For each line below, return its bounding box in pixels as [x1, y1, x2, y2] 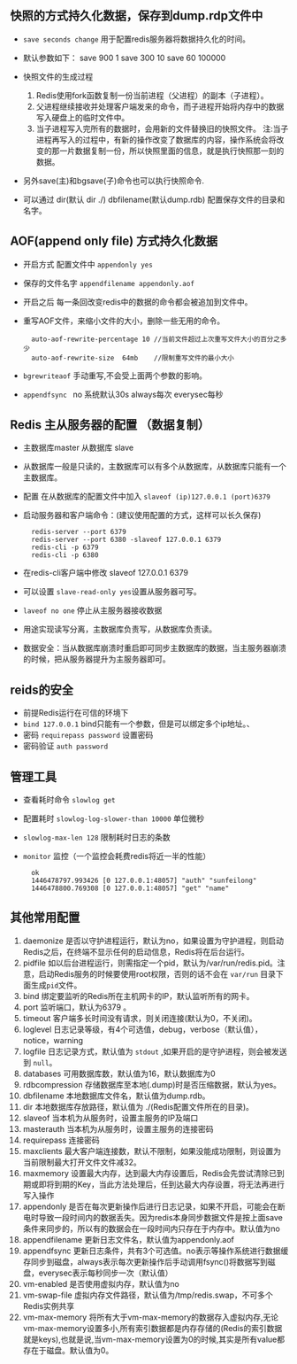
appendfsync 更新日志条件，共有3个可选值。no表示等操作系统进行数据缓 [22, 1245, 289, 1256]
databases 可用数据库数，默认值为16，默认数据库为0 [22, 1068, 216, 1079]
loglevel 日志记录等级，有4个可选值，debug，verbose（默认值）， [22, 1024, 263, 1035]
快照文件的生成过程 [22, 71, 94, 81]
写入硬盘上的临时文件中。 [35, 112, 130, 122]
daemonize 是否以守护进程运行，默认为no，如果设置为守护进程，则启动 [22, 935, 285, 946]
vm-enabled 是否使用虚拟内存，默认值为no [22, 1278, 179, 1289]
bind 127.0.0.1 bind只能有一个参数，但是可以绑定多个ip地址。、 [22, 718, 255, 729]
